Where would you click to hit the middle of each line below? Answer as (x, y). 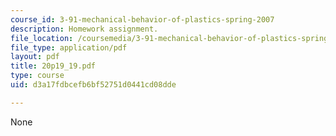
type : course (37, 76)
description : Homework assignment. (84, 29)
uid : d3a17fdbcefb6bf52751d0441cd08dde (93, 85)
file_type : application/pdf (69, 47)
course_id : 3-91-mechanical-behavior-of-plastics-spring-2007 (142, 19)
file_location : (42, 38)
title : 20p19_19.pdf (53, 66)
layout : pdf (35, 57)
